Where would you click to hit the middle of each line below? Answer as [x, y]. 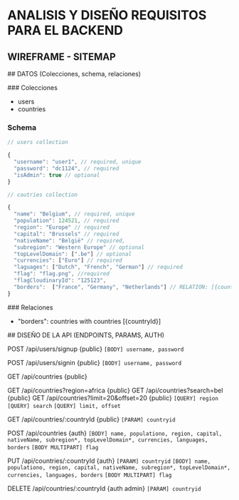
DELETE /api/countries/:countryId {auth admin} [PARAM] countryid [104, 488]
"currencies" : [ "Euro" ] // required [68, 260]
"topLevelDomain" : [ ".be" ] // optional [73, 254]
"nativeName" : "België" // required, [70, 240]
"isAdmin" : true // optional [57, 175]
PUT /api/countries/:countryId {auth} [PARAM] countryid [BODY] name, [109, 461]
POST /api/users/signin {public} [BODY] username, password [95, 362]
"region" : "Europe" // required [62, 228]
